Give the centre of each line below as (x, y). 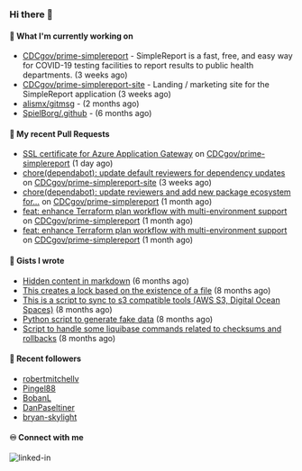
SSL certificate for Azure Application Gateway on (113, 154)
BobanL (37, 398)
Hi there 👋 (32, 14)
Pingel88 (39, 388)
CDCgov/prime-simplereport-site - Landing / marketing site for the (146, 85)
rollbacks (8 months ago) (69, 338)
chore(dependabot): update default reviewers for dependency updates (154, 173)
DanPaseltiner (48, 407)
